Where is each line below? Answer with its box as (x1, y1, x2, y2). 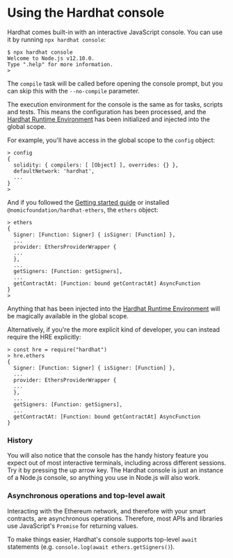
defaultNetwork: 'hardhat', (13, 167, 95, 175)
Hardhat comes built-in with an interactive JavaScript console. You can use (7, 28, 223, 36)
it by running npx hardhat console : (7, 35, 106, 43)
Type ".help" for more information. (7, 61, 113, 68)
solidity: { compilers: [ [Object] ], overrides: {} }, (13, 162, 179, 169)
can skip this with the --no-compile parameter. (7, 86, 140, 95)
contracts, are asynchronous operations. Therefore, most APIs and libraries (7, 514, 223, 522)
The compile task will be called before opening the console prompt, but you (7, 79, 223, 88)
